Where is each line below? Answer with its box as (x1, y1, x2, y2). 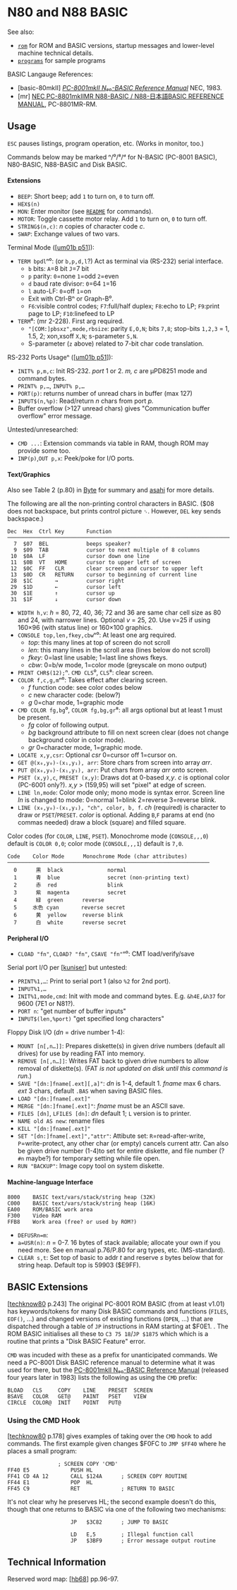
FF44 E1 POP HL (7, 1479, 93, 1486)
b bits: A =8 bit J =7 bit (28, 264, 90, 272)
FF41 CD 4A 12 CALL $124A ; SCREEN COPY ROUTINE (7, 1472, 188, 1480)
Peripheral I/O (7, 934, 49, 942)
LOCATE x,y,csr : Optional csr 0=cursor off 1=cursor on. (17, 751, 178, 759)
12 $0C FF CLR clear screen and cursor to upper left (10, 565, 203, 572)
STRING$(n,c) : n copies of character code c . (17, 221, 145, 230)
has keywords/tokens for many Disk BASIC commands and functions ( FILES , (7, 1307, 229, 1316)
